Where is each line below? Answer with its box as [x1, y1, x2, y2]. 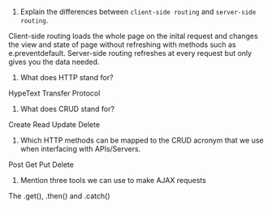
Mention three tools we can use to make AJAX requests [19, 176, 207, 185]
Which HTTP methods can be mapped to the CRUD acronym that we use [19, 135, 264, 145]
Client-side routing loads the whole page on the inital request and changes [8, 32, 258, 41]
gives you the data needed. [8, 57, 100, 66]
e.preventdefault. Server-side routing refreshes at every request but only [8, 49, 253, 58]
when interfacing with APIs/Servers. [19, 144, 141, 153]
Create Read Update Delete [8, 120, 100, 129]
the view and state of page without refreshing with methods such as [8, 40, 237, 49]
